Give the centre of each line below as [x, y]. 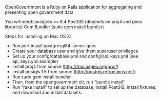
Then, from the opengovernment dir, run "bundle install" [69, 82]
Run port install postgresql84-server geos [54, 46]
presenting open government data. [40, 12]
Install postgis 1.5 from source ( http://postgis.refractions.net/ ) [74, 72]
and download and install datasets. [47, 92]
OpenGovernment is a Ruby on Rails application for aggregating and [73, 7]
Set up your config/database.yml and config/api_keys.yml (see [75, 56]
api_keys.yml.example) [35, 61]
